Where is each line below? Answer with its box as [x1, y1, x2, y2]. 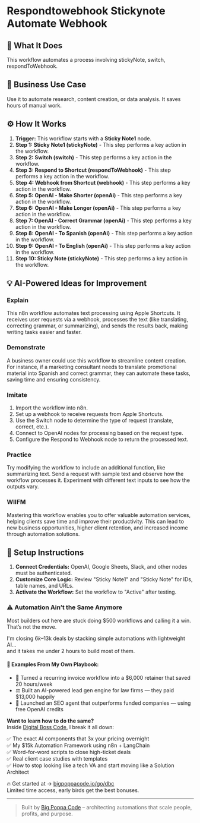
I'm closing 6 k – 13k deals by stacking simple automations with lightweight [7, 635, 186, 642]
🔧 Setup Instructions [7, 547, 84, 557]
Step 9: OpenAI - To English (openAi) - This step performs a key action [15, 242, 191, 249]
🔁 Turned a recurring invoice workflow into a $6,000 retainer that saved [15, 674, 191, 681]
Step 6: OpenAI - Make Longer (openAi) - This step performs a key [15, 204, 182, 212]
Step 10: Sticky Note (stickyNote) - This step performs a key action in [15, 254, 188, 262]
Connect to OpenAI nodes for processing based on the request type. [15, 429, 183, 436]
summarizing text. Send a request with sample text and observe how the [7, 471, 184, 478]
